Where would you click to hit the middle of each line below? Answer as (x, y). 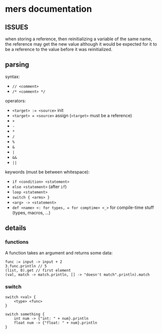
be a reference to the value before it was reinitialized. (59, 49)
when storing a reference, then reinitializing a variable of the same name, (79, 39)
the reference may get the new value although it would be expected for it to (81, 44)
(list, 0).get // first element (38, 270)
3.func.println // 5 (26, 266)
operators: (15, 101)
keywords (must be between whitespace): (47, 172)
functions (17, 242)
